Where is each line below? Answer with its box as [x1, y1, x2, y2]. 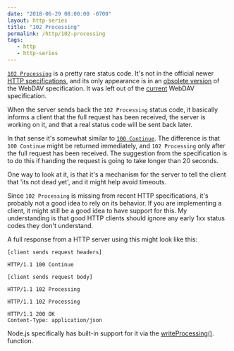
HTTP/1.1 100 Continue [7, 261, 74, 268]
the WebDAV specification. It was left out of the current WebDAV [7, 84, 195, 93]
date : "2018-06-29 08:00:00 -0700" [7, 10, 112, 18]
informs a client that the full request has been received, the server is [7, 112, 206, 121]
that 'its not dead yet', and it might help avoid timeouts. [7, 177, 167, 186]
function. [7, 336, 34, 345]
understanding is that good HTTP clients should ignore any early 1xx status [7, 213, 226, 222]
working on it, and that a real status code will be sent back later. [7, 120, 192, 129]
